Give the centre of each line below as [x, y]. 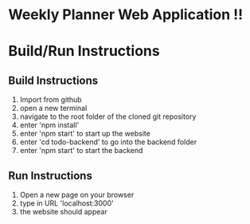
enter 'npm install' [49, 125]
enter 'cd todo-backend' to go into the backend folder [108, 142]
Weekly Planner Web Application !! [126, 15]
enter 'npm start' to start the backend [81, 151]
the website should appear [63, 212]
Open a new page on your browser [77, 195]
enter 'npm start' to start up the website [85, 134]
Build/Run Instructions [84, 51]
